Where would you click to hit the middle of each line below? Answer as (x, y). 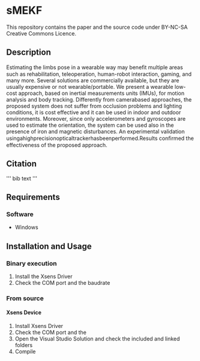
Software (20, 214)
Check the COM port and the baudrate (62, 282)
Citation (22, 164)
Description (29, 53)
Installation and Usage (49, 246)
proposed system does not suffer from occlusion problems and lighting (94, 106)
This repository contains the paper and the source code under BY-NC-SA (97, 27)
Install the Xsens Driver (44, 276)
